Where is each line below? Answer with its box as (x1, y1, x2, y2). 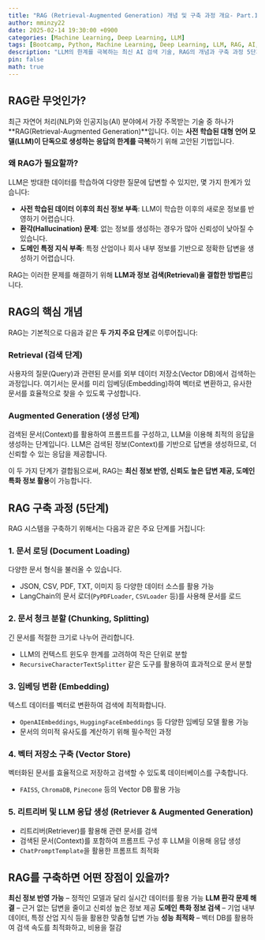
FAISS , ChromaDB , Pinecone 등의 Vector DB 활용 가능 (19, 785, 181, 794)
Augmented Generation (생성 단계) (8, 410, 140, 421)
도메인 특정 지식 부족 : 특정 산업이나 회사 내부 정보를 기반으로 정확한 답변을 (19, 243, 246, 253)
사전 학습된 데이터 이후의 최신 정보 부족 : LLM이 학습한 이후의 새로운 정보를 (19, 204, 247, 213)
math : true (8, 63, 44, 71)
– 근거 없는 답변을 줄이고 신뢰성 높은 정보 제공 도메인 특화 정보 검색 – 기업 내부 (16, 903, 256, 912)
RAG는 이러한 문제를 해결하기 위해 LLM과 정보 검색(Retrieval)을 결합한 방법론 (8, 270, 247, 279)
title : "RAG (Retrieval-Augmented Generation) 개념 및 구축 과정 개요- (8, 11, 234, 20)
